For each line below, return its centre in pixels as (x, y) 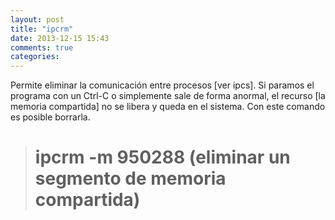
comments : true (42, 47)
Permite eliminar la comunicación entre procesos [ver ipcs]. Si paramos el (162, 85)
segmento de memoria (130, 178)
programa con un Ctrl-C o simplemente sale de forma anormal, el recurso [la (168, 96)
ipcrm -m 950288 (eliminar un (162, 157)
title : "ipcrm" (42, 29)
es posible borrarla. (50, 117)
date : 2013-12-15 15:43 (60, 38)
